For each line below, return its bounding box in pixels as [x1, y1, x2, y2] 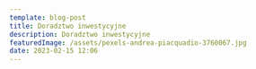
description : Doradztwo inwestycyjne [9, 30, 151, 39]
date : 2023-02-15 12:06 [9, 47, 99, 56]
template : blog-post [9, 13, 87, 22]
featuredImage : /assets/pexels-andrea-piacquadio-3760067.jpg [9, 38, 247, 47]
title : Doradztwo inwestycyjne [9, 22, 127, 30]
